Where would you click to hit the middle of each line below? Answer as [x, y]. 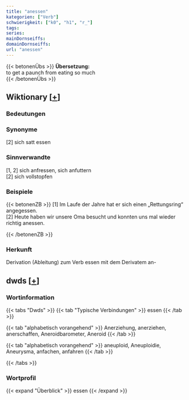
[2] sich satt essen [28, 142]
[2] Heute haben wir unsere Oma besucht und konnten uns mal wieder [91, 217]
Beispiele [20, 192]
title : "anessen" [27, 11]
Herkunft [19, 249]
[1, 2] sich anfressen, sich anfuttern [49, 170]
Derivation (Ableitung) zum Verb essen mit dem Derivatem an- [81, 262]
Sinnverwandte [28, 158]
